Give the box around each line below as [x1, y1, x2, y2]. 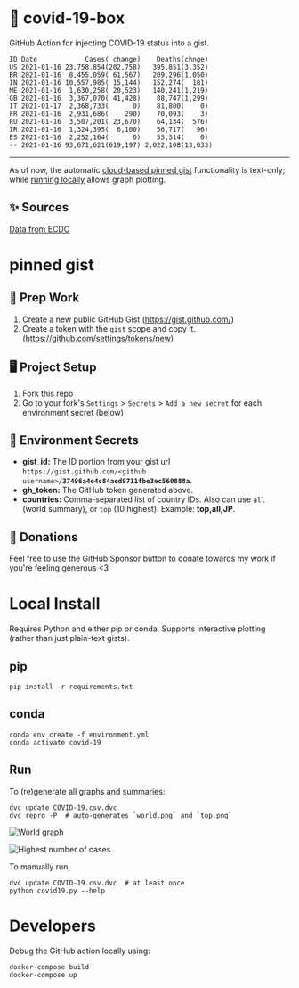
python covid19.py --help [9, 886, 105, 895]
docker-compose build [9, 962, 90, 971]
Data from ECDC [9, 223, 70, 235]
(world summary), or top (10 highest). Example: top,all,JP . [21, 504, 236, 515]
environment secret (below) [21, 407, 125, 417]
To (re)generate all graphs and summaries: [9, 786, 166, 796]
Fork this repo [21, 388, 74, 399]
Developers [9, 916, 96, 935]
